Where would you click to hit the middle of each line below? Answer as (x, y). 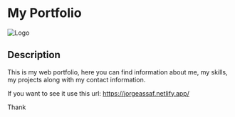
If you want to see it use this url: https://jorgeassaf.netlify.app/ (99, 93)
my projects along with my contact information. (77, 79)
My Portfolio (45, 13)
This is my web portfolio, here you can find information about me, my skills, (117, 72)
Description (34, 55)
